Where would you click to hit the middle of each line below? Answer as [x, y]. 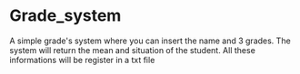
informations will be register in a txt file [82, 60]
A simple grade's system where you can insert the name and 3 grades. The [150, 41]
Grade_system [65, 16]
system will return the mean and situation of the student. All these [133, 50]
